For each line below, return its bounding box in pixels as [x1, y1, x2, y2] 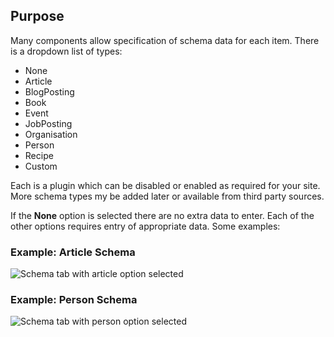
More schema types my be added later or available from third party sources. [10, 190, 325, 202]
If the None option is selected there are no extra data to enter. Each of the [10, 209, 315, 221]
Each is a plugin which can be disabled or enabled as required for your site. [10, 179, 321, 191]
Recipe [24, 149, 54, 161]
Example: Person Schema [10, 293, 138, 307]
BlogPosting [24, 85, 75, 98]
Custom [24, 160, 58, 172]
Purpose [10, 8, 65, 25]
